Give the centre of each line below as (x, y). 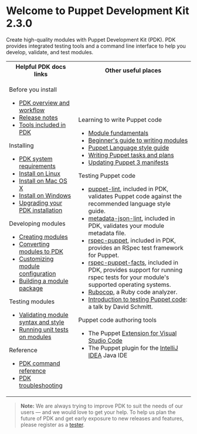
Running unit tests (44, 329)
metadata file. (107, 233)
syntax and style (42, 322)
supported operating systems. (130, 284)
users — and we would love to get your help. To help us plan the (98, 412)
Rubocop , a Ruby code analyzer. (133, 291)
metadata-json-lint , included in (132, 218)
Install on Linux (40, 173)
